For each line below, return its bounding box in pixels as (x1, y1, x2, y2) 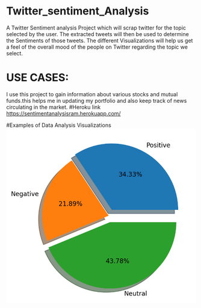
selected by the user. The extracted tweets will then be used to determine (6, 30, 190, 37)
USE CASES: (6, 71, 69, 85)
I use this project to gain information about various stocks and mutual (6, 90, 178, 97)
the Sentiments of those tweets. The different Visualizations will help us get (6, 37, 193, 44)
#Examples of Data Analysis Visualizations (6, 122, 111, 129)
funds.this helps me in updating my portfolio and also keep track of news (6, 97, 187, 104)
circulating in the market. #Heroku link (6, 103, 101, 111)
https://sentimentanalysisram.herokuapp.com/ (6, 109, 122, 117)
